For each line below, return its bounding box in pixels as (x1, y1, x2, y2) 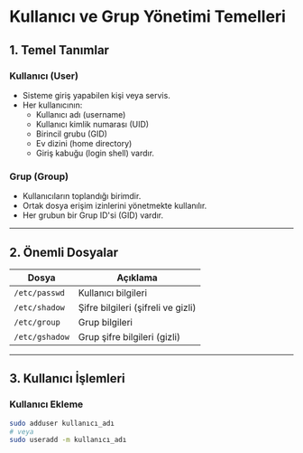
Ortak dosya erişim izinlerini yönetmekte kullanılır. (22, 201, 207, 212)
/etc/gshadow (14, 332, 70, 342)
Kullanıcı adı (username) (35, 109, 126, 119)
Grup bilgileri (78, 316, 133, 328)
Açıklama (116, 271, 158, 284)
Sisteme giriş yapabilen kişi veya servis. (22, 90, 171, 100)
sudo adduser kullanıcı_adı (9, 419, 115, 428)
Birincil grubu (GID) (35, 128, 108, 139)
